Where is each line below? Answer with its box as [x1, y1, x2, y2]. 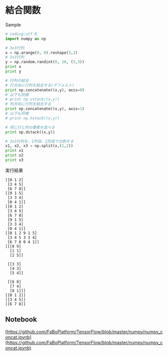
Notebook [5, 315, 37, 324]
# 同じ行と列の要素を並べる [5, 125, 55, 130]
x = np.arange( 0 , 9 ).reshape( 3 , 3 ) [5, 50, 78, 55]
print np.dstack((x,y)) [5, 130, 55, 135]
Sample [5, 21, 21, 28]
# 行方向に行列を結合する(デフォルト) [5, 83, 75, 88]
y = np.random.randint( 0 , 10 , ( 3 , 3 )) [5, 59, 85, 65]
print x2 [5, 153, 24, 158]
